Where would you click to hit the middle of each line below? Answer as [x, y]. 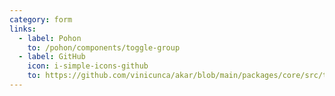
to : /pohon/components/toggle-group [104, 47]
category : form [41, 19]
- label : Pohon [50, 38]
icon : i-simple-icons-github [88, 66]
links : [23, 29]
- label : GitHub [52, 57]
